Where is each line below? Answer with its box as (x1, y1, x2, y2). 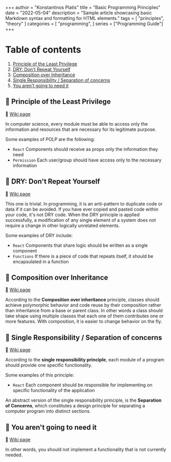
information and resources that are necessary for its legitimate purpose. (5, 126, 157, 132)
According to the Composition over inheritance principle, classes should (5, 296, 160, 303)
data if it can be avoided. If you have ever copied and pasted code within (5, 206, 159, 212)
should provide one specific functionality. (5, 362, 92, 368)
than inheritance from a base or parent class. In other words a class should (5, 308, 163, 314)
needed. (5, 452, 23, 458)
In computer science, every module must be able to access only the (5, 121, 148, 127)
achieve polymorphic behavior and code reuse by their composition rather (5, 302, 162, 308)
